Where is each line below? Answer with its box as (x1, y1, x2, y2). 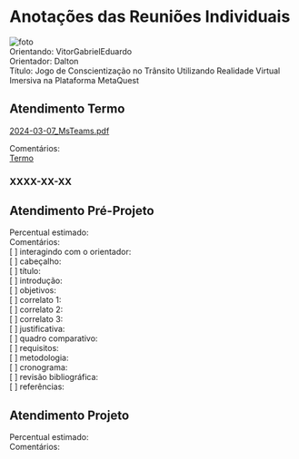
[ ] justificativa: (9, 324, 65, 335)
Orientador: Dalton (9, 55, 79, 66)
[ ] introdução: (9, 275, 64, 287)
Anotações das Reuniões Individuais (9, 6, 291, 27)
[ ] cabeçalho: (9, 256, 62, 267)
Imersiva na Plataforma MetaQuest (9, 74, 139, 85)
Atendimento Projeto (9, 407, 130, 423)
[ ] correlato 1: (9, 295, 62, 306)
